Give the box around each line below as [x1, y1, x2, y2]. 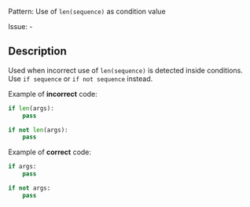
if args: [8, 163, 37, 171]
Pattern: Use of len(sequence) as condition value [8, 7, 167, 16]
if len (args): [8, 104, 55, 113]
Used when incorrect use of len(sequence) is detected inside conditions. [8, 65, 244, 75]
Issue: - [8, 22, 33, 31]
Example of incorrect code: [8, 89, 98, 98]
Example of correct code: [8, 147, 92, 157]
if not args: [8, 184, 51, 192]
